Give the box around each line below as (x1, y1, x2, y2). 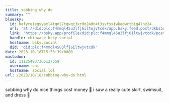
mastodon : (5, 54, 26, 59)
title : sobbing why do (5, 7, 53, 13)
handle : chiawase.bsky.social (10, 36, 73, 41)
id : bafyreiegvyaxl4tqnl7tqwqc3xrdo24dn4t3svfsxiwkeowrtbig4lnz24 (10, 21, 152, 27)
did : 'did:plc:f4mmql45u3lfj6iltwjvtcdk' (10, 45, 98, 50)
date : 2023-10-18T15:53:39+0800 (5, 49, 73, 54)
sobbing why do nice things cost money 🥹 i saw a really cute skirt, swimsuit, (5, 86, 163, 92)
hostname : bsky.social (10, 40, 57, 45)
